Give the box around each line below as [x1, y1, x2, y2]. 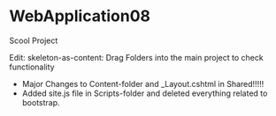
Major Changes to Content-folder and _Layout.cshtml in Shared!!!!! [21, 78, 264, 89]
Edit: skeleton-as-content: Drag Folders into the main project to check [9, 52, 264, 62]
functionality [9, 62, 55, 72]
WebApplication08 [9, 6, 150, 26]
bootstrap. [21, 97, 60, 107]
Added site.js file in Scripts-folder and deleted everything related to [21, 88, 268, 98]
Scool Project [9, 35, 58, 46]
